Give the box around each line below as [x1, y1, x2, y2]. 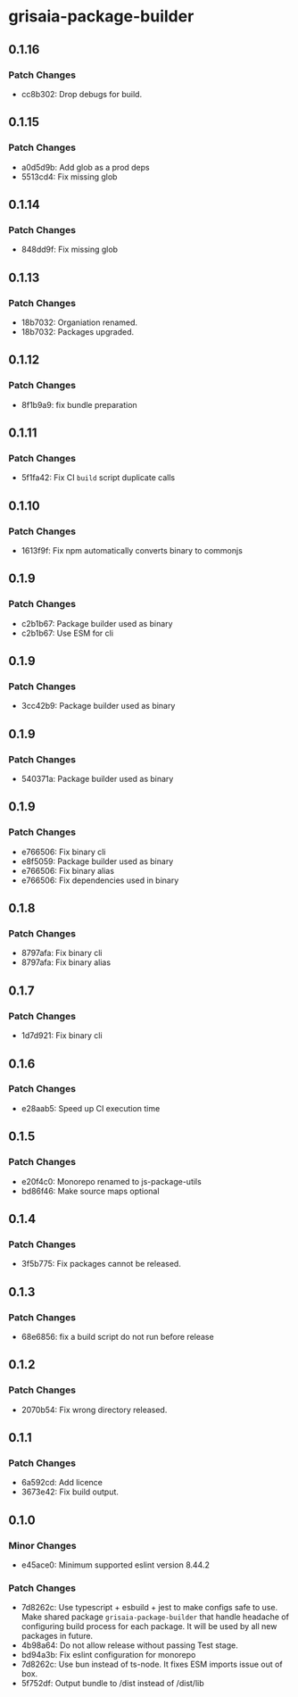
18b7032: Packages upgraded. [21, 326, 135, 337]
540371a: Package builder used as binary [21, 774, 174, 785]
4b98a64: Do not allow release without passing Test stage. [21, 1640, 238, 1651]
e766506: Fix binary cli [21, 846, 106, 857]
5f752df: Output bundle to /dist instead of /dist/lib [21, 1678, 204, 1689]
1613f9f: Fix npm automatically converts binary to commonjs [21, 545, 243, 555]
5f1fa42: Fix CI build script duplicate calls [21, 472, 176, 483]
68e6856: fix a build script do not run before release [21, 1331, 215, 1342]
